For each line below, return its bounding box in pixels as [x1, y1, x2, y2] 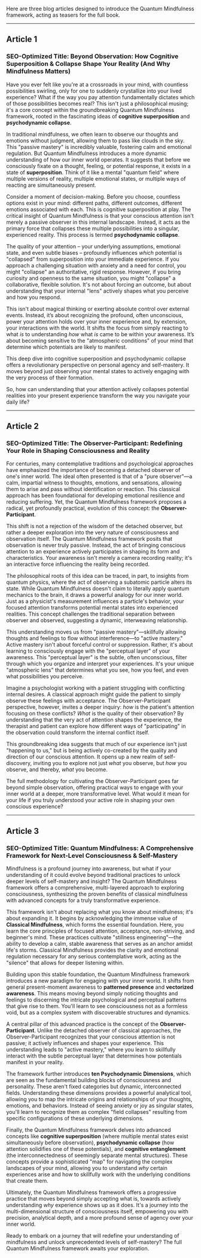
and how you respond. [6, 293, 62, 301]
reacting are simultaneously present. [6, 181, 97, 188]
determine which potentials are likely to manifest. [6, 343, 127, 351]
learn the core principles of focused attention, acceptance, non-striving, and [6, 927, 195, 935]
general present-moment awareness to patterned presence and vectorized [6, 983, 193, 991]
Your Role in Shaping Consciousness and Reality [6, 447, 150, 455]
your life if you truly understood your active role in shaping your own [6, 797, 175, 804]
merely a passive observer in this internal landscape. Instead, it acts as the [6, 218, 190, 226]
